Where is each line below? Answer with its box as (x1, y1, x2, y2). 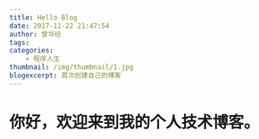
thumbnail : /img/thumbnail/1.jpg (9, 63, 134, 72)
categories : (9, 46, 54, 55)
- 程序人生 (25, 54, 61, 63)
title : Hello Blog (9, 12, 78, 22)
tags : (9, 37, 29, 47)
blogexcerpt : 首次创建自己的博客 (9, 71, 122, 80)
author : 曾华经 (9, 29, 62, 38)
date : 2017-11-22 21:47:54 (9, 21, 110, 30)
